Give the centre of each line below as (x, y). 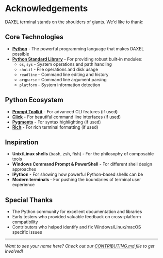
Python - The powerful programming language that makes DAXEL (78, 48)
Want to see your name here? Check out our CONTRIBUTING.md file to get (80, 246)
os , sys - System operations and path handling (65, 64)
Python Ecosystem (34, 100)
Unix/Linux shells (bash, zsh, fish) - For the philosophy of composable (83, 154)
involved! (14, 251)
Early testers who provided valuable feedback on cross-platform (76, 217)
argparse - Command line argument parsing (63, 79)
